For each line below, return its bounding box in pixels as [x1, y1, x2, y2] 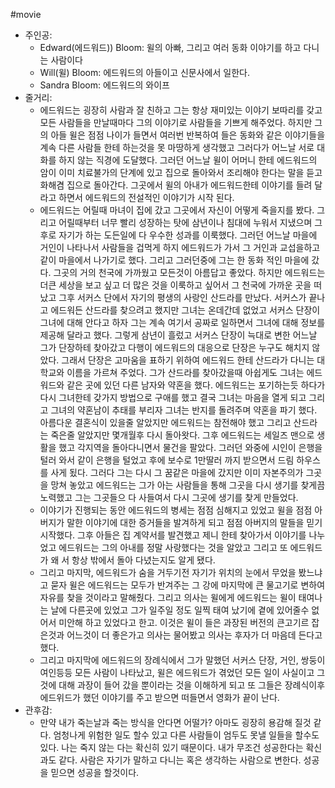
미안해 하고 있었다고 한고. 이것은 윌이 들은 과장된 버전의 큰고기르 [58, 617, 310, 628]
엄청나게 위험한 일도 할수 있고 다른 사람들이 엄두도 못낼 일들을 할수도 [53, 729, 320, 741]
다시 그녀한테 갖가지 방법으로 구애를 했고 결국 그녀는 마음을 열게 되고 [39, 392, 307, 403]
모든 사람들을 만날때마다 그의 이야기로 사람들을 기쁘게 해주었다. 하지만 [39, 117, 313, 128]
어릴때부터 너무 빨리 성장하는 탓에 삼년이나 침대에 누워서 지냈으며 [58, 217, 313, 228]
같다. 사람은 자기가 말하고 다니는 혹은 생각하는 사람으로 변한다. [58, 754, 302, 766]
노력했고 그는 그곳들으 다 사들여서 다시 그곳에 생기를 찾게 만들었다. [39, 492, 299, 503]
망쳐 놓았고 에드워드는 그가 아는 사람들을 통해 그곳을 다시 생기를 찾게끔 [50, 479, 326, 491]
